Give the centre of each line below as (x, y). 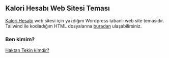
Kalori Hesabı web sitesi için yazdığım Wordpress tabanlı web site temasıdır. (85, 20)
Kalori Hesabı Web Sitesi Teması (58, 8)
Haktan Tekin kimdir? (27, 50)
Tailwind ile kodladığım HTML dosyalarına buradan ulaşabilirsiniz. (74, 26)
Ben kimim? (20, 39)
